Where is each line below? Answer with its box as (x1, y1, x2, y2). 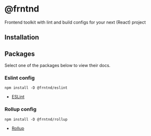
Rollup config (4, 106, 37, 113)
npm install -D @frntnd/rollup (4, 117, 68, 122)
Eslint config (4, 75, 35, 82)
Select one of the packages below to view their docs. (4, 63, 111, 68)
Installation (4, 33, 39, 41)
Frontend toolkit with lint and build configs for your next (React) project (4, 19, 146, 25)
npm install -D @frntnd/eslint (4, 85, 68, 90)
